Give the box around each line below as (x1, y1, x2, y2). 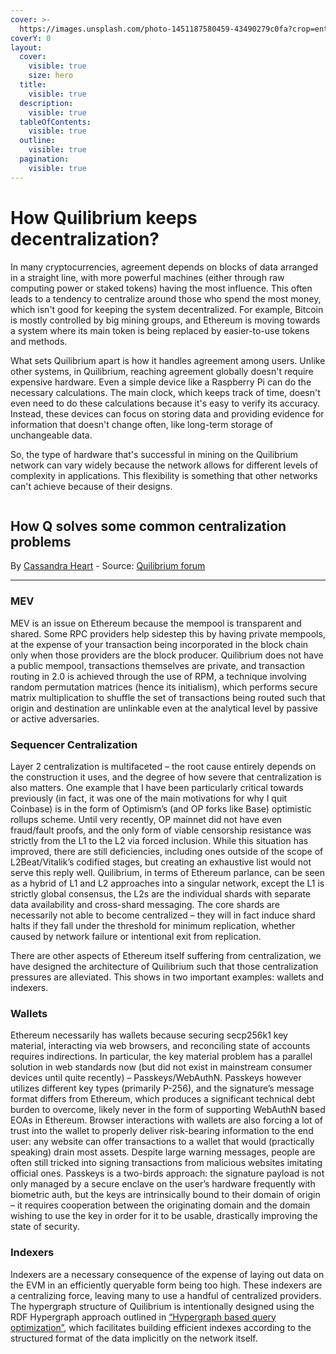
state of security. (10, 1221, 80, 1233)
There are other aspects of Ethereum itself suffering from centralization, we (10, 949, 322, 961)
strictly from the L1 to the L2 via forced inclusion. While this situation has (10, 834, 309, 846)
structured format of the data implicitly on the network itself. (10, 1332, 258, 1344)
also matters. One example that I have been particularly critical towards (10, 781, 304, 793)
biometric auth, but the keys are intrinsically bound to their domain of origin (10, 1189, 321, 1201)
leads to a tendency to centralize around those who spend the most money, (10, 292, 322, 305)
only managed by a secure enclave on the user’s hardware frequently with (10, 1178, 316, 1190)
